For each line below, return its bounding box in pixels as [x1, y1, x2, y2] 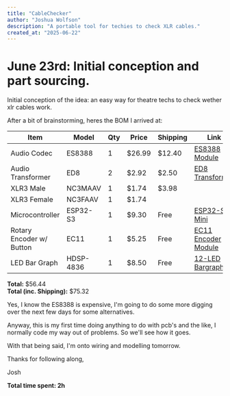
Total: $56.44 [7, 280, 47, 288]
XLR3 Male [10, 184, 46, 193]
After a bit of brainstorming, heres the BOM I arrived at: [7, 116, 163, 125]
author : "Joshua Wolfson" [7, 16, 81, 23]
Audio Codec [10, 149, 53, 158]
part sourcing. [7, 73, 90, 89]
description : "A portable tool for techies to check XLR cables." [7, 23, 201, 29]
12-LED [194, 254, 221, 264]
